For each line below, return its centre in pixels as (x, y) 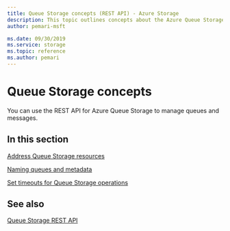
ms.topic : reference (37, 51)
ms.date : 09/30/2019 (37, 38)
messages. (23, 118)
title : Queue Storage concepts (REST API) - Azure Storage (93, 13)
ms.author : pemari (33, 58)
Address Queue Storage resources (56, 156)
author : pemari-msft (37, 26)
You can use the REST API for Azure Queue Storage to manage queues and (113, 110)
